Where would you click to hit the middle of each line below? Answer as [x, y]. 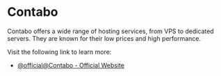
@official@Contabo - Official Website [71, 65]
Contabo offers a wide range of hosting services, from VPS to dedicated [110, 31]
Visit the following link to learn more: [59, 52]
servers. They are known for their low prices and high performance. [104, 38]
